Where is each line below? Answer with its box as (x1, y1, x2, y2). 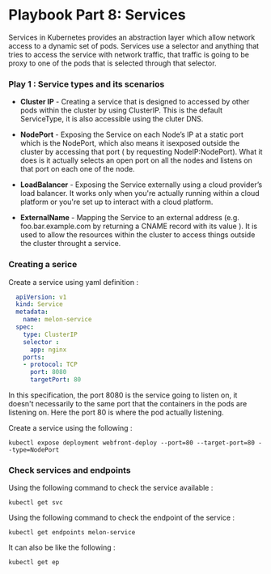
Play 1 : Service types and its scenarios (8, 79, 165, 90)
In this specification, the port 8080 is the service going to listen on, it (8, 390, 238, 400)
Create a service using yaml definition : (8, 277, 139, 287)
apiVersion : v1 (15, 293, 67, 301)
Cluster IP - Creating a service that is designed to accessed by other (19, 97, 250, 107)
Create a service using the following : (8, 423, 133, 433)
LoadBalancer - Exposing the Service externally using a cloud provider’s (19, 180, 263, 189)
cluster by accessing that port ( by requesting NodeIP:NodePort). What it (19, 147, 263, 157)
